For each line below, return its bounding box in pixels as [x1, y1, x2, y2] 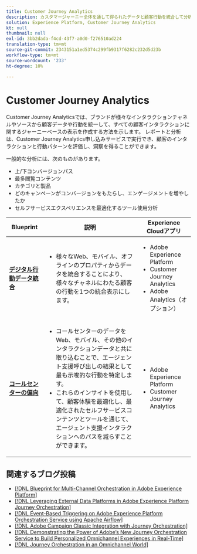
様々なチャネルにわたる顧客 [55, 279, 133, 287]
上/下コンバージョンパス [14, 168, 73, 175]
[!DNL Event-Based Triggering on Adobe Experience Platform [14, 510, 163, 517]
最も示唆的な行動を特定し [55, 371, 127, 379]
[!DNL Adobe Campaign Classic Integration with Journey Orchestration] [14, 522, 188, 529]
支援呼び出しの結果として [61, 362, 133, 371]
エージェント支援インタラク [55, 424, 133, 432]
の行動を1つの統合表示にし [55, 288, 131, 296]
